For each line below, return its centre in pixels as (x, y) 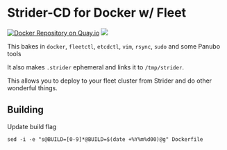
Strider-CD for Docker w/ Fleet (96, 13)
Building (25, 110)
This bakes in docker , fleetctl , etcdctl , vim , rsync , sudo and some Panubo (114, 46)
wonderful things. (32, 87)
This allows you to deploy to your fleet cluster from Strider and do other (110, 81)
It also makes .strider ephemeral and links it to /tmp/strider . (96, 67)
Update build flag (32, 126)
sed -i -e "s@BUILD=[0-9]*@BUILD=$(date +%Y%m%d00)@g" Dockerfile (105, 139)
